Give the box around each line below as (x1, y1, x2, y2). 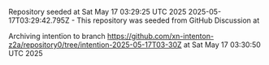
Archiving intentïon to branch (8, 32, 106, 41)
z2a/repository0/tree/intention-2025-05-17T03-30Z (8, 40, 182, 50)
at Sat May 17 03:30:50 (183, 40, 262, 50)
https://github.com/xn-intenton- (106, 32, 214, 41)
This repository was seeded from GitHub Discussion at (76, 15, 260, 25)
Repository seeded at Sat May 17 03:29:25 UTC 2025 (8, 7, 187, 16)
